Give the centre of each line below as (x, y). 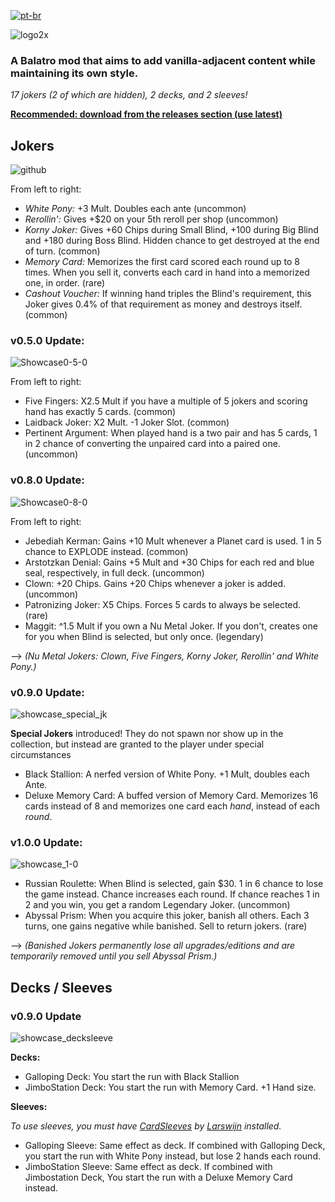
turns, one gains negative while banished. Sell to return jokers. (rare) (166, 926)
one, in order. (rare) (65, 283)
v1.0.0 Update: (46, 842)
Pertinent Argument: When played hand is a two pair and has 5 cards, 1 (171, 433)
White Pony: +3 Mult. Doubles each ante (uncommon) (135, 209)
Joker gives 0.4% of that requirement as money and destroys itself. (163, 304)
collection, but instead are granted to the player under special (137, 744)
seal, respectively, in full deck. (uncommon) (114, 572)
